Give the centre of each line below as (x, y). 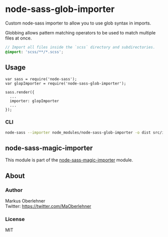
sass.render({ (20, 92)
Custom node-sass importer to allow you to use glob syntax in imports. (78, 23)
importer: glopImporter (34, 101)
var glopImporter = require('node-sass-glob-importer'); (66, 83)
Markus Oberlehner (25, 201)
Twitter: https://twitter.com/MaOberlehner (48, 206)
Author (14, 190)
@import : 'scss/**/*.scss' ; (34, 52)
